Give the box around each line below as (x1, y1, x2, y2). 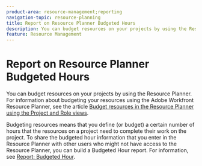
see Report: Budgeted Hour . (6, 153, 76, 161)
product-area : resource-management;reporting (6, 8, 122, 15)
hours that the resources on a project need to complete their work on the (6, 127, 187, 135)
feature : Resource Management (6, 31, 82, 37)
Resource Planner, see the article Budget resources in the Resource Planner (6, 103, 194, 110)
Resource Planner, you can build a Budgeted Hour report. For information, (6, 147, 189, 154)
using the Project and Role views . (6, 109, 89, 117)
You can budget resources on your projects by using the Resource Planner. (6, 90, 192, 97)
